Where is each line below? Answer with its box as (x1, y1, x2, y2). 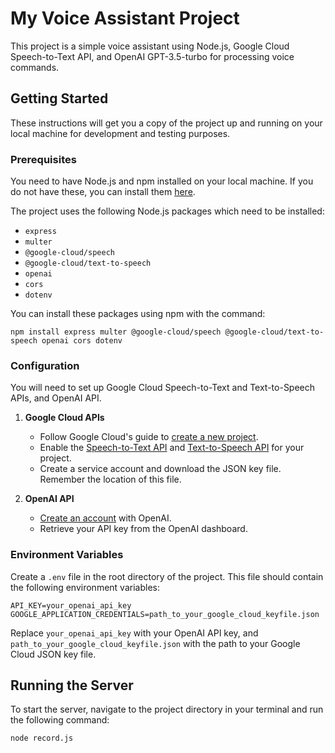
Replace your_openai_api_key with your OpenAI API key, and (10, 627, 259, 639)
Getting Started (10, 90, 109, 107)
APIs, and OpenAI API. (10, 392, 102, 404)
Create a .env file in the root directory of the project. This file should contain (10, 570, 324, 582)
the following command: (10, 714, 110, 726)
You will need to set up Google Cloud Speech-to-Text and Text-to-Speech (10, 382, 316, 394)
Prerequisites (10, 152, 77, 166)
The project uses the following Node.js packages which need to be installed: (10, 205, 325, 217)
